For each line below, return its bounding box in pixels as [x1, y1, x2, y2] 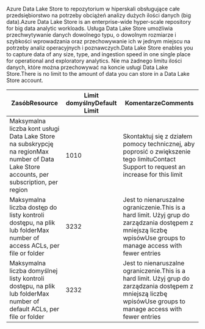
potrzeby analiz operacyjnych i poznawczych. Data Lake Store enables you [6, 44, 193, 51]
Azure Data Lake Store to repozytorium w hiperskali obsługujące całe [6, 6, 180, 12]
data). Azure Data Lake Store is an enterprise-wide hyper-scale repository [6, 18, 191, 25]
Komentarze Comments [124, 99, 194, 107]
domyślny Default [66, 99, 117, 107]
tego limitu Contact [123, 155, 176, 163]
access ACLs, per [9, 242, 60, 250]
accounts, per [9, 171, 49, 179]
